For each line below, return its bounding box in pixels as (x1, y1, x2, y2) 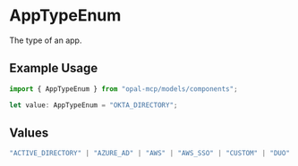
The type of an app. (9, 35, 82, 46)
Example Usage (9, 61, 98, 76)
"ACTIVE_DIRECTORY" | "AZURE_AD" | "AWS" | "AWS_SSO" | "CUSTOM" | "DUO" (9, 149, 291, 158)
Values (9, 125, 49, 140)
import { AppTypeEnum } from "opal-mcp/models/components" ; (9, 84, 239, 94)
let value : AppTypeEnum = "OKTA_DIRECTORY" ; (9, 100, 178, 110)
